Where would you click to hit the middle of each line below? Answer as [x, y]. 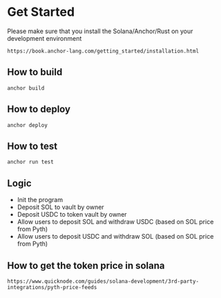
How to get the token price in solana [86, 265]
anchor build [26, 88]
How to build [35, 72]
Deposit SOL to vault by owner [61, 207]
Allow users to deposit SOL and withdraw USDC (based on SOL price [115, 222]
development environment [45, 38]
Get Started [41, 12]
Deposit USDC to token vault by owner [72, 215]
